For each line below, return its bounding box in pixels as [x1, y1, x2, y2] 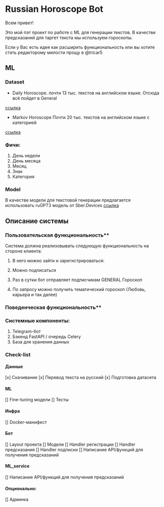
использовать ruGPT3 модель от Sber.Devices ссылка [5, 203, 119, 209]
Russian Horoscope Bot [5, 3, 104, 15]
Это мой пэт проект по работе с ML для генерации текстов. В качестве [5, 29, 156, 35]
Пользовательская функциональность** [5, 231, 110, 238]
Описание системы [5, 216, 69, 225]
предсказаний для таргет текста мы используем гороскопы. [5, 35, 133, 41]
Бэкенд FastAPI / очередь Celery [12, 334, 81, 339]
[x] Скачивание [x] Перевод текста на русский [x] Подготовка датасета [5, 375, 157, 380]
